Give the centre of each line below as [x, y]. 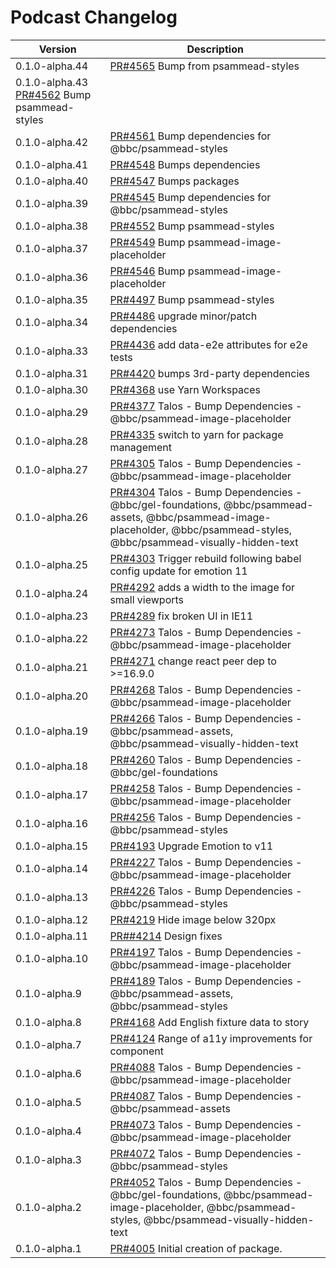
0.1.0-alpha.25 [52, 564]
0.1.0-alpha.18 [52, 766]
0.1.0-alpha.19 [52, 731]
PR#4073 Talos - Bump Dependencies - [206, 1124]
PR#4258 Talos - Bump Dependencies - [206, 788]
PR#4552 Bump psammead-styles [192, 226]
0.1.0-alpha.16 [52, 823]
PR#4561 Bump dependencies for [190, 136]
